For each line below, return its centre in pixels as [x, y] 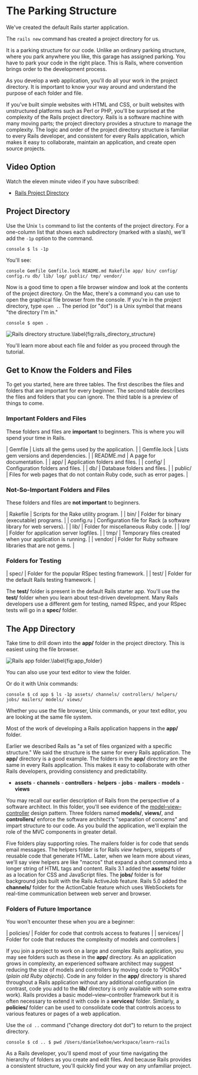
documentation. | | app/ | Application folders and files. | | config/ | [86, 462]
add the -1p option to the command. [50, 238]
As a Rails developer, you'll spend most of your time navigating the [87, 1053]
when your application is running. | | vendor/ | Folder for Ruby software [92, 539]
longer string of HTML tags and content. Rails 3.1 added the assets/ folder [96, 869]
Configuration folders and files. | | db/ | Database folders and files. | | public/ [99, 468]
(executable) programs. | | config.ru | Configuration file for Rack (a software [98, 520]
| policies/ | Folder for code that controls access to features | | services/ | [95, 933]
